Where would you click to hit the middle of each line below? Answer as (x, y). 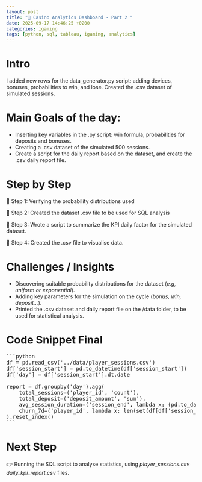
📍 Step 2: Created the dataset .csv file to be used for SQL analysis (88, 213)
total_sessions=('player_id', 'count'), (79, 393)
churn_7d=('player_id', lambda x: (70, 411)
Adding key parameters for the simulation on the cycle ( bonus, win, (98, 296)
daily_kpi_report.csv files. (38, 472)
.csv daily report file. (40, 160)
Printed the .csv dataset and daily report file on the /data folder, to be (100, 309)
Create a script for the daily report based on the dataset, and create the (103, 154)
